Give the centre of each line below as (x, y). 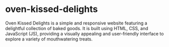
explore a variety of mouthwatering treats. (49, 39)
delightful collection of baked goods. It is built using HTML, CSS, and (77, 28)
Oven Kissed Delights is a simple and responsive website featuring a (76, 23)
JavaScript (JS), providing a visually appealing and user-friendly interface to (84, 33)
